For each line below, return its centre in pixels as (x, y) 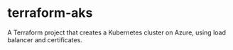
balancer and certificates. (45, 39)
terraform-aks (50, 13)
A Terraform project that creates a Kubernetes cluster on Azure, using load (116, 32)
